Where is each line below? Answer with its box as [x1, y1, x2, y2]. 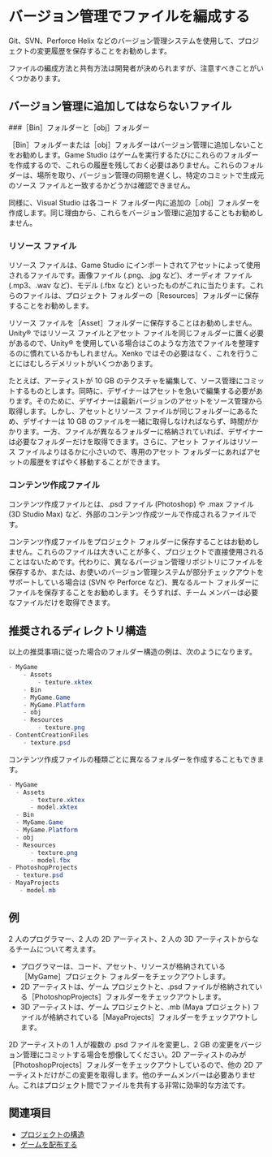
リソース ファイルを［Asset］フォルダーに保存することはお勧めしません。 [8, 318, 257, 328]
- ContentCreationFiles [8, 732, 89, 740]
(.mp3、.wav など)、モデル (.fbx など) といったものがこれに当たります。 [8, 281, 250, 291]
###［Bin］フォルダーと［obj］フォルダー [8, 123, 150, 132]
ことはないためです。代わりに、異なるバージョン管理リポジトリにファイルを [8, 557, 264, 567]
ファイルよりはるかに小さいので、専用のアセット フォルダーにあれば [17, 447, 247, 457]
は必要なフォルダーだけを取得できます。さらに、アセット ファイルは [8, 437, 237, 447]
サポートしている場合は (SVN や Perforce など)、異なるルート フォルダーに [8, 577, 260, 587]
